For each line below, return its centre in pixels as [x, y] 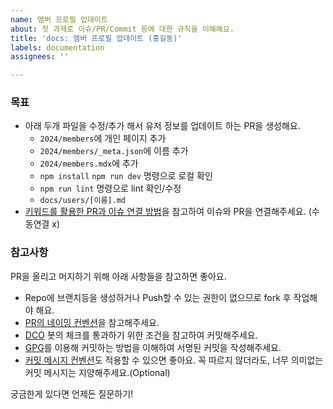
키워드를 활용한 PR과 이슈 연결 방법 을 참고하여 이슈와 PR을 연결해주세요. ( [168, 212]
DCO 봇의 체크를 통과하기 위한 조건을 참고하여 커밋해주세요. [141, 335]
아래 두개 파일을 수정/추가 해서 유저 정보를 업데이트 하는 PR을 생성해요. [162, 126]
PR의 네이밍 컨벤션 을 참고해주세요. [92, 322]
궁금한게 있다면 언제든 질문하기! [72, 393]
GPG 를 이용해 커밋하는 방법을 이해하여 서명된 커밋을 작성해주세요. [153, 347]
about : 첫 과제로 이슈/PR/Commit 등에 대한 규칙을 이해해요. [122, 29]
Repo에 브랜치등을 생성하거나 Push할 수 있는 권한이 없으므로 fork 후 [158, 297]
